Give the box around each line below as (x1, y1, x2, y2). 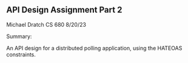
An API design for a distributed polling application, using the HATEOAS (6, 44, 183, 51)
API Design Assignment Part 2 (6, 5, 123, 15)
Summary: (6, 33, 32, 40)
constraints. (6, 51, 36, 58)
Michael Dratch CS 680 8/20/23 (6, 21, 87, 28)
